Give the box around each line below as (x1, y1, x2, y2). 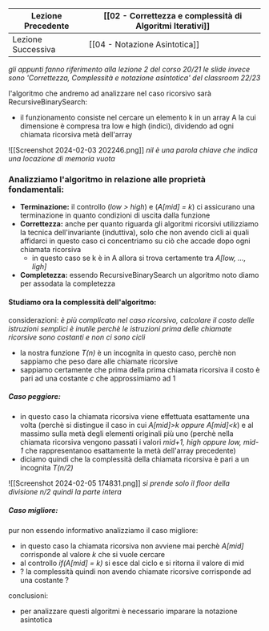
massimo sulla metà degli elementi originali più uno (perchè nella (19, 429, 234, 438)
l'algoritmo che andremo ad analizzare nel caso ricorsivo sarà (8, 88, 212, 98)
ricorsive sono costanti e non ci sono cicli (8, 332, 146, 342)
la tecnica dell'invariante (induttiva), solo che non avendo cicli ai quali (19, 228, 250, 238)
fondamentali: (8, 184, 64, 195)
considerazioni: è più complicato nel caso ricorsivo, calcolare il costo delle (8, 315, 255, 324)
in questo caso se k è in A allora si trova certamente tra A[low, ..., (31, 253, 247, 263)
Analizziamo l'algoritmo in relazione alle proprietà (8, 173, 206, 185)
